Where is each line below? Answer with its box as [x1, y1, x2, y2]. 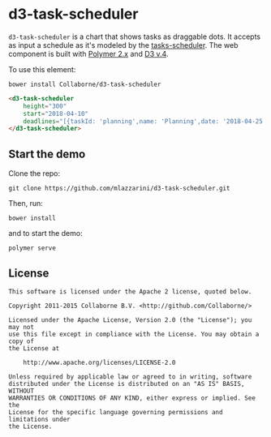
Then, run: [8, 199, 43, 208]
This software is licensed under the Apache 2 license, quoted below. [8, 287, 252, 296]
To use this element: [8, 64, 76, 74]
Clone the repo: [8, 169, 61, 178]
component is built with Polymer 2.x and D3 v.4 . [8, 49, 169, 58]
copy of [8, 337, 35, 345]
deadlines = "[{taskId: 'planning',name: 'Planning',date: [23, 117, 220, 126]
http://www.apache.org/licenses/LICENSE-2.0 [23, 358, 176, 366]
